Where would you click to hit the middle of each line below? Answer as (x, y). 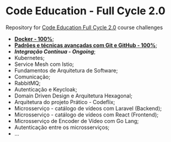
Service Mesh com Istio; (44, 64)
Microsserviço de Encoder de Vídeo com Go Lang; (76, 121)
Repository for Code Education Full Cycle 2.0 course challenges (84, 27)
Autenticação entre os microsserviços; (62, 127)
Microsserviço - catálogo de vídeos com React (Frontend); (86, 115)
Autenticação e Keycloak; (46, 89)
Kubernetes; (29, 58)
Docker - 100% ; (34, 39)
